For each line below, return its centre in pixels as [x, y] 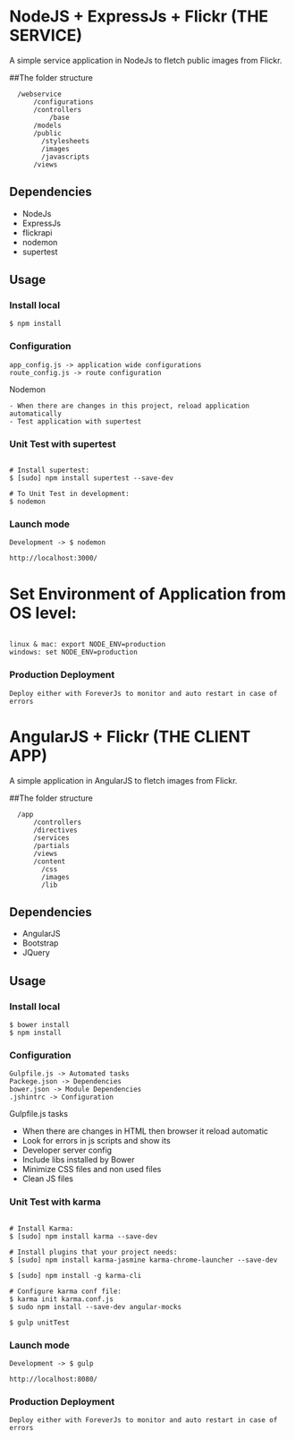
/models [47, 125]
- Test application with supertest [76, 421]
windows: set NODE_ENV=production [74, 652]
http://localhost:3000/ [54, 558]
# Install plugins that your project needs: [93, 1252]
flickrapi [37, 232]
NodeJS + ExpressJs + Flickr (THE [139, 17]
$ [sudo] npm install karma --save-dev [84, 1236]
